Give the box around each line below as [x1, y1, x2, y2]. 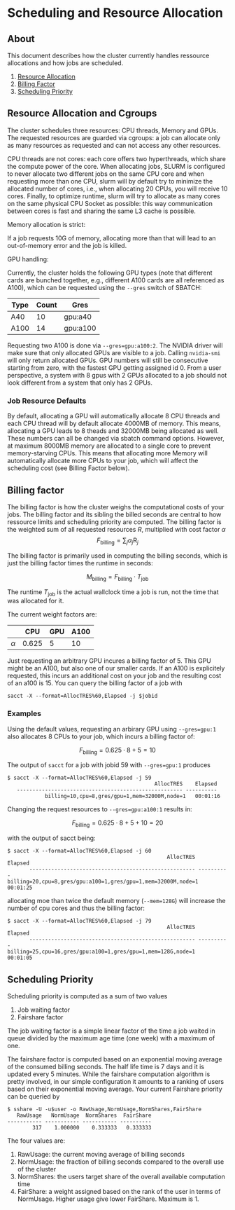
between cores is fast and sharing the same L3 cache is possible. [7, 207, 196, 215]
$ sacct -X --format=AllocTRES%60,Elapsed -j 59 [7, 774, 152, 782]
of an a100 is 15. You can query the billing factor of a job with [7, 679, 183, 687]
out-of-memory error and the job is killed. [7, 241, 127, 249]
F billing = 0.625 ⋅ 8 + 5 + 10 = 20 [71, 818, 164, 829]
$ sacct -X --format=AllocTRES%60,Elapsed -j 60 [7, 848, 152, 855]
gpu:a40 [64, 312, 92, 322]
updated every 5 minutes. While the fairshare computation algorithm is [7, 1070, 211, 1078]
